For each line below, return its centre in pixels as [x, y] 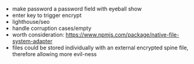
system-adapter [32, 41]
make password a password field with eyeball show [77, 9]
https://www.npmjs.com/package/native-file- [122, 35]
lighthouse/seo [31, 22]
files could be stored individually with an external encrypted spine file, [100, 48]
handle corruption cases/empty [52, 28]
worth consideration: [38, 35]
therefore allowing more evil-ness [54, 54]
